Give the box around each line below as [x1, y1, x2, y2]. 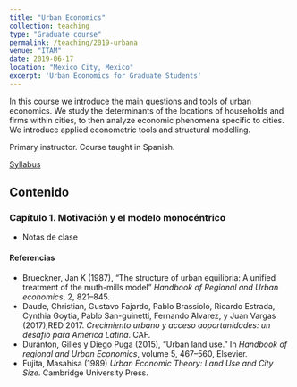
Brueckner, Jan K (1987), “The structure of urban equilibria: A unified [21, 272, 276, 282]
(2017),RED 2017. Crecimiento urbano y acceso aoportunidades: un [21, 319, 271, 331]
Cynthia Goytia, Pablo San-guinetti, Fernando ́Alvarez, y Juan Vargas [21, 310, 276, 321]
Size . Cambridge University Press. [21, 367, 149, 378]
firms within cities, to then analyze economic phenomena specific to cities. [9, 114, 284, 125]
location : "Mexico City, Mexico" [9, 63, 134, 72]
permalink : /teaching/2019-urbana [9, 38, 139, 47]
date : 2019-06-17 [9, 55, 74, 63]
